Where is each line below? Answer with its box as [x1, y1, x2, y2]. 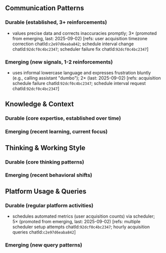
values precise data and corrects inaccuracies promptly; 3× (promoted [12, 30, 157, 36]
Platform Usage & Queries [5, 187, 87, 195]
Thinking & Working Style [5, 144, 86, 152]
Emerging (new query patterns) [5, 242, 83, 249]
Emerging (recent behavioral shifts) [5, 171, 93, 178]
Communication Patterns [5, 4, 84, 12]
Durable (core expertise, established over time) [5, 115, 121, 122]
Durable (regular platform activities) [5, 202, 94, 209]
